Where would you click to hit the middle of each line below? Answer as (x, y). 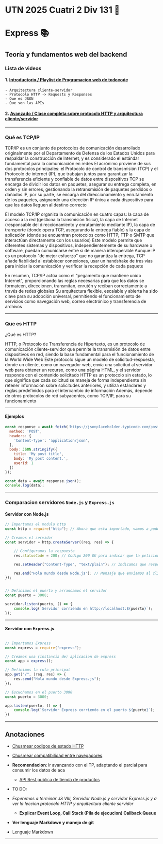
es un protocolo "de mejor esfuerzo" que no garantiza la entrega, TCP (75, 256)
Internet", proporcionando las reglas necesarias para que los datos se (75, 281)
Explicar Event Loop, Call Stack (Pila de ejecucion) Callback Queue (88, 813)
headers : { (20, 436)
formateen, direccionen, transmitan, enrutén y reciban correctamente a (76, 286)
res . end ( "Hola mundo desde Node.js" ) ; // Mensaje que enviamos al (82, 573)
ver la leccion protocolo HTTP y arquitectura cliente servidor (73, 804)
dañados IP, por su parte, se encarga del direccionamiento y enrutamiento (79, 195)
